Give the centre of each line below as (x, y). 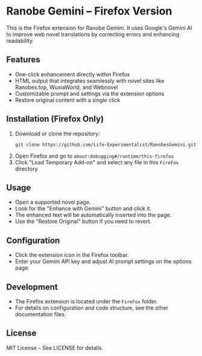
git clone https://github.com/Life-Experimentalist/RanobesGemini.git (106, 144)
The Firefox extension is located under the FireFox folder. (86, 301)
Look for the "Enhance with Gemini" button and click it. (83, 209)
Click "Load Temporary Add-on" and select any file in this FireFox (97, 162)
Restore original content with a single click (68, 100)
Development (32, 287)
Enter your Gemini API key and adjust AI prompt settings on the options (103, 262)
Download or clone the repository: (57, 134)
